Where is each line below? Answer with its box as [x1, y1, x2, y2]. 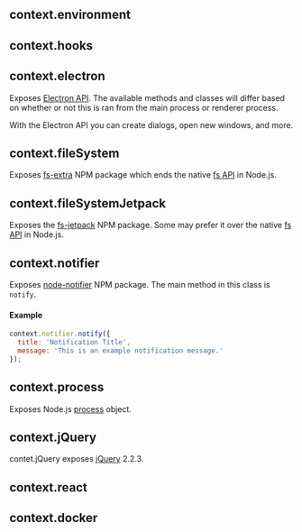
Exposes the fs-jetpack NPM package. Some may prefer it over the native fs [9, 220, 292, 231]
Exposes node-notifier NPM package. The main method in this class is [9, 280, 270, 290]
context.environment [9, 7, 132, 23]
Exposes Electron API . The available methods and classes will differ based [9, 92, 286, 103]
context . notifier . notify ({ [9, 329, 111, 339]
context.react [9, 480, 88, 495]
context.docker [9, 510, 98, 526]
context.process [9, 380, 105, 395]
